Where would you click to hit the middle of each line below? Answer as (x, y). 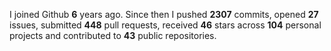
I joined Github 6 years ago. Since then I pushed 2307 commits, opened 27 (164, 14)
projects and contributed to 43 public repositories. (113, 35)
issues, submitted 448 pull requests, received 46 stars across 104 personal (165, 25)
